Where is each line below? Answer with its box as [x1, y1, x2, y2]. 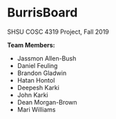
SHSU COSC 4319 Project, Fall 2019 [7, 28, 109, 36]
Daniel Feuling [17, 61, 58, 69]
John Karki [17, 91, 48, 99]
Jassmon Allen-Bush [17, 54, 77, 63]
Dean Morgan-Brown [17, 98, 77, 106]
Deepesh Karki [17, 83, 60, 91]
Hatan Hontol [17, 76, 55, 84]
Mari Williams [17, 105, 56, 113]
